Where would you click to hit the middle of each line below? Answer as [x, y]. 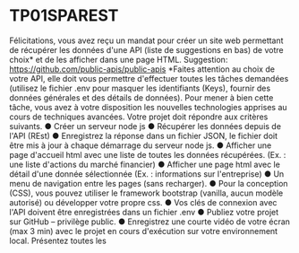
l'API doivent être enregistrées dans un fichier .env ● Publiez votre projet [144, 212]
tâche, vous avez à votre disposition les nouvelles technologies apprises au [149, 107]
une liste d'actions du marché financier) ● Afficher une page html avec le [145, 164]
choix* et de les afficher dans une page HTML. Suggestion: [119, 59]
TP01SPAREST [64, 16]
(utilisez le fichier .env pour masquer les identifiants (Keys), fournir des [140, 88]
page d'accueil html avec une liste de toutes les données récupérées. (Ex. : [148, 154]
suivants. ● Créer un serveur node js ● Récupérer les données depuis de [145, 126]
